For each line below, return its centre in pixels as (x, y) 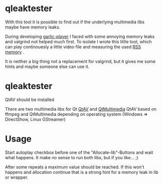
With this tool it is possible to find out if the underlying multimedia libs (75, 22)
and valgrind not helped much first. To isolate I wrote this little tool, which (79, 41)
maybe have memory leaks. (33, 27)
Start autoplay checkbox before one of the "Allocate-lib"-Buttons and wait (79, 152)
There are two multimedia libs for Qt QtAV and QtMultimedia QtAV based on (81, 109)
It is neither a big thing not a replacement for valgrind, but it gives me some (80, 61)
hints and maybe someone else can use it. (47, 67)
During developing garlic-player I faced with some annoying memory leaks (80, 36)
